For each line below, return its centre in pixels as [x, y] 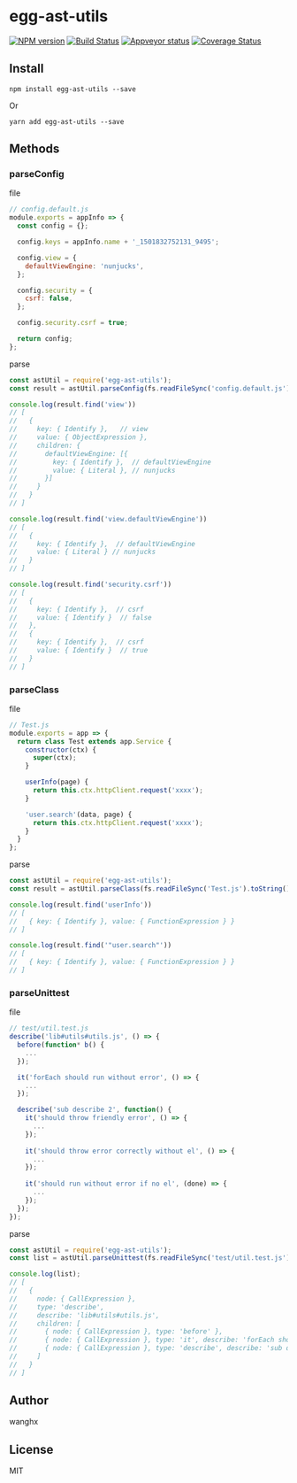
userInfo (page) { [57, 782]
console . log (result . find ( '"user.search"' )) [91, 946]
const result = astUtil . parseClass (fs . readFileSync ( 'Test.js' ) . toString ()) [152, 889]
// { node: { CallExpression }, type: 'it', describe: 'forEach [142, 1340]
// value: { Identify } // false [80, 617]
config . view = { [47, 258]
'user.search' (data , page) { [79, 815]
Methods [34, 149]
